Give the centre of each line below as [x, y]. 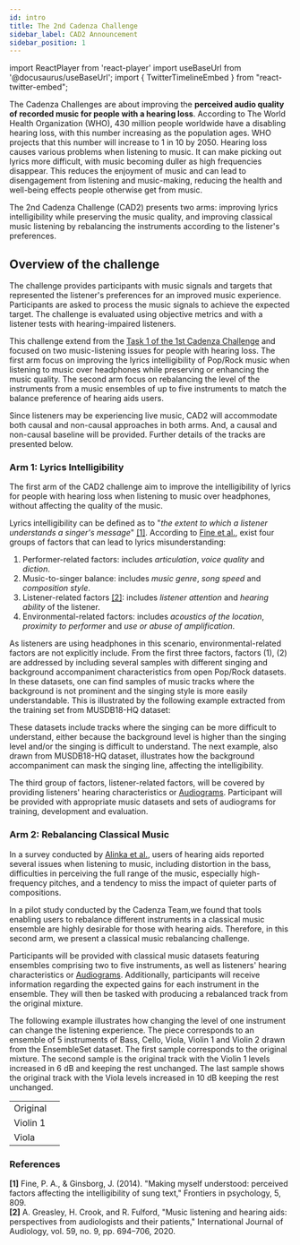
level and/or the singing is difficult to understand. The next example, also [144, 747]
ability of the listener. [61, 607]
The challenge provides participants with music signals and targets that [141, 286]
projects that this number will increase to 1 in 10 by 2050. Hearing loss [138, 142]
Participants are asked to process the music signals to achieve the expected [150, 305]
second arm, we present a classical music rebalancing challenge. [130, 938]
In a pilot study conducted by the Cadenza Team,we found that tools [136, 909]
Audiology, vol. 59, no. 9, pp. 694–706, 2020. [93, 1231]
